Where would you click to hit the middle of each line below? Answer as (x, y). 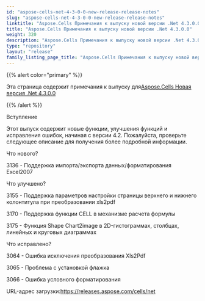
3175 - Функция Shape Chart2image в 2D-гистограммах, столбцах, (93, 225)
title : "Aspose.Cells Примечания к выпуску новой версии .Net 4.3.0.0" (99, 29)
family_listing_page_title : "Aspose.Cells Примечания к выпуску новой (98, 57)
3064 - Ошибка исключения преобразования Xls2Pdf (76, 256)
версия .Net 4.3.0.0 (31, 93)
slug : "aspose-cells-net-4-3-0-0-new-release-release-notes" (86, 18)
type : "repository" (31, 46)
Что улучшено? (26, 183)
